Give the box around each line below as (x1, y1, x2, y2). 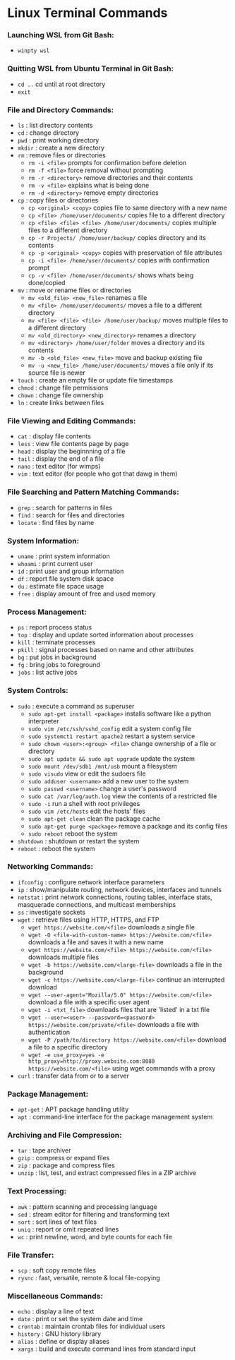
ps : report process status (17, 623, 92, 632)
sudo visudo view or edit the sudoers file (28, 769, 146, 778)
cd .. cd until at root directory (17, 80, 106, 88)
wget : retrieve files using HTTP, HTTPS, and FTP (17, 915, 159, 924)
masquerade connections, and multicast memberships (17, 900, 176, 908)
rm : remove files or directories (17, 151, 106, 160)
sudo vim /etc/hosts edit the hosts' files (28, 807, 146, 815)
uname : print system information (17, 552, 111, 560)
